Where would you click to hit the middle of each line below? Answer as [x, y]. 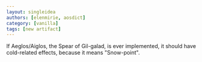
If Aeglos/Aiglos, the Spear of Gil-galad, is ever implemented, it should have [101, 46]
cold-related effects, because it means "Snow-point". [73, 53]
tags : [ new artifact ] [34, 29]
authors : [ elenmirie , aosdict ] [46, 18]
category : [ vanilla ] [33, 23]
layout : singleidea [31, 12]
